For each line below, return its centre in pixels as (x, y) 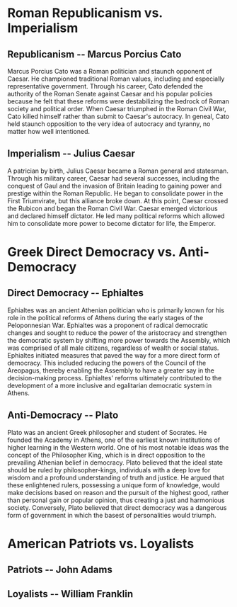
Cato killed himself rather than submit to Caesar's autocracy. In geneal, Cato (118, 116)
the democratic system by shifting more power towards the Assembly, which (119, 340)
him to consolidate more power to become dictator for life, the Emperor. (112, 223)
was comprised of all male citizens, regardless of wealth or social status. (113, 348)
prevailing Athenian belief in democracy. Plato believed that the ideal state (115, 463)
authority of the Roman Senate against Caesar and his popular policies (110, 94)
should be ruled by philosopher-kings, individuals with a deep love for (109, 470)
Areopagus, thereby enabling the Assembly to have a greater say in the (111, 370)
